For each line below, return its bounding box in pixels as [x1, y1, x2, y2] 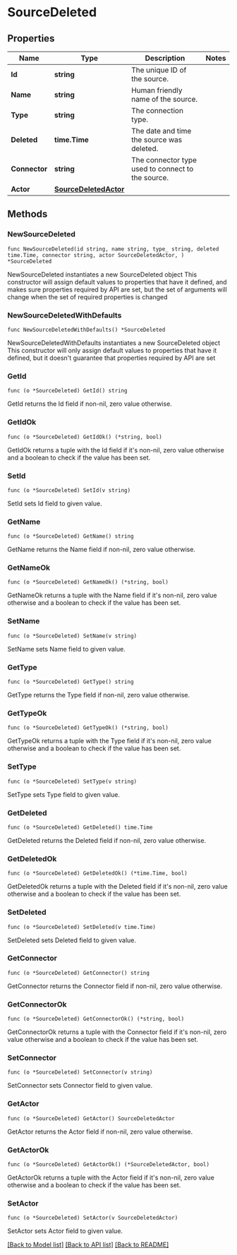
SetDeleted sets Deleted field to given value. [7, 936, 136, 944]
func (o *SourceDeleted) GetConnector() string [7, 969, 150, 976]
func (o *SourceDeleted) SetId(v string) [7, 486, 131, 494]
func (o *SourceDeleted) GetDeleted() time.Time [7, 824, 153, 831]
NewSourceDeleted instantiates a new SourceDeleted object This [7, 270, 197, 279]
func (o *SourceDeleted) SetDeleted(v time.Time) [7, 923, 157, 930]
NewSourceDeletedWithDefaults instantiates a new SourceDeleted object [7, 338, 221, 347]
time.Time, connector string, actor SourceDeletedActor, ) [7, 251, 185, 258]
